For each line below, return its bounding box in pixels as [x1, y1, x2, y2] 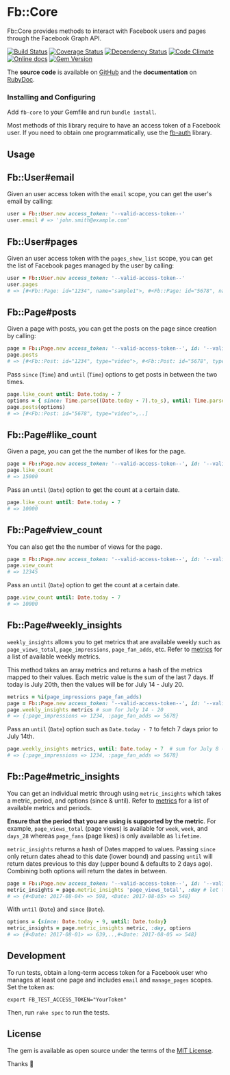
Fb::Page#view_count [7, 524, 103, 536]
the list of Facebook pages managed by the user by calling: [7, 261, 175, 270]
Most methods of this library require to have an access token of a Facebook [7, 121, 221, 130]
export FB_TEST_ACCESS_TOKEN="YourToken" [7, 996, 127, 1003]
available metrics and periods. [7, 803, 92, 812]
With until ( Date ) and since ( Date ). [7, 905, 105, 913]
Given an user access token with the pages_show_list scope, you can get [7, 255, 214, 262]
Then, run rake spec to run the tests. [7, 1008, 110, 1016]
